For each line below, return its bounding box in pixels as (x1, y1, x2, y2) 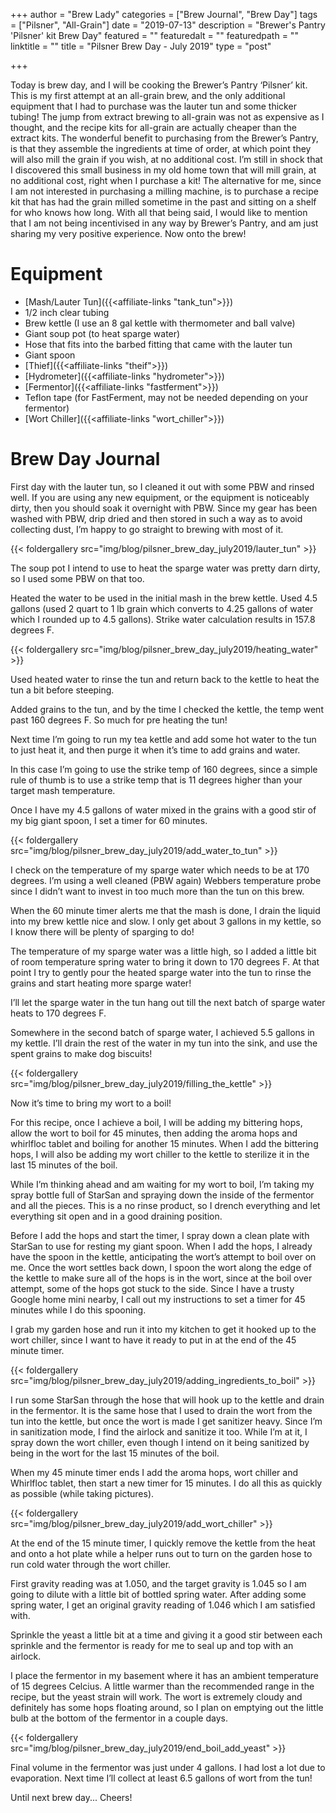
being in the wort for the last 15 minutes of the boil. (10, 1447, 220, 1459)
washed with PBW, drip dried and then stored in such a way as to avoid (10, 512, 303, 524)
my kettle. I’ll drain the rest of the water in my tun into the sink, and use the (10, 1037, 318, 1049)
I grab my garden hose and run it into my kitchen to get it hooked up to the (10, 1323, 317, 1335)
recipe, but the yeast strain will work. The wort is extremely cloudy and (10, 1690, 303, 1703)
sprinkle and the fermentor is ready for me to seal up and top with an (10, 1639, 294, 1651)
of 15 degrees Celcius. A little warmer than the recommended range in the (10, 1680, 315, 1692)
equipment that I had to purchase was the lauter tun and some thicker (10, 100, 297, 112)
